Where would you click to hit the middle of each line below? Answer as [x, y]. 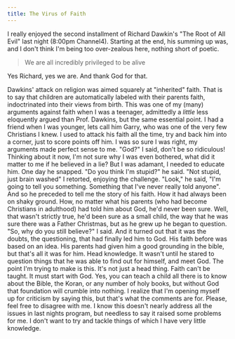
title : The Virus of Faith [47, 14]
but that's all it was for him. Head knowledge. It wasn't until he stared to [111, 253]
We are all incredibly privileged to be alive [85, 62]
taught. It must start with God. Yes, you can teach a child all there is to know [117, 276]
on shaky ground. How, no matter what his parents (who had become [107, 201]
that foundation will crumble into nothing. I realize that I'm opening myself [113, 291]
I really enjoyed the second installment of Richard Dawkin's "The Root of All [116, 34]
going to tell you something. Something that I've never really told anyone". [114, 186]
